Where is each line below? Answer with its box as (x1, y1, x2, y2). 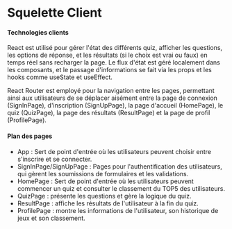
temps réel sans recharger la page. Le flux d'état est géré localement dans (7, 58, 220, 67)
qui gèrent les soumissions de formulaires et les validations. (17, 169, 189, 178)
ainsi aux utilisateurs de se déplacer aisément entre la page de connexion (7, 94, 217, 102)
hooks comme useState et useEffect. (7, 73, 113, 81)
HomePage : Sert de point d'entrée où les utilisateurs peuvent (17, 177, 194, 185)
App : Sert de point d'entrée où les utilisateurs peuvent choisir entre (17, 147, 212, 155)
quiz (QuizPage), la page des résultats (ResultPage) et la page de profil (7, 109, 210, 117)
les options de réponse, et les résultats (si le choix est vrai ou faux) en (7, 51, 208, 60)
